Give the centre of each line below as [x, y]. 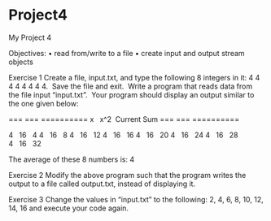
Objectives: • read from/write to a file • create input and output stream [127, 53]
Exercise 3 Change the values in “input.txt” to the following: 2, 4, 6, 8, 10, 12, [136, 199]
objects [21, 62]
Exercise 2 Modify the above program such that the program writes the [127, 175]
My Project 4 [30, 37]
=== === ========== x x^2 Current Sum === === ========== [124, 119]
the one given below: [44, 103]
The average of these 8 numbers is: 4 [72, 159]
